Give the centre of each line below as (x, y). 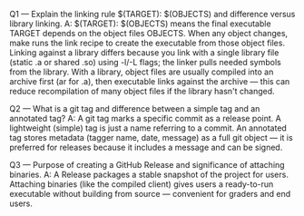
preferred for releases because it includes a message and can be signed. (146, 147)
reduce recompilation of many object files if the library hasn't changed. (142, 91)
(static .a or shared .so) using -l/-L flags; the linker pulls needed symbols (145, 62)
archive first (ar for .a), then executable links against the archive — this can (150, 81)
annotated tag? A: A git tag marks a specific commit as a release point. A (145, 118)
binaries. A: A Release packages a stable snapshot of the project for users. (149, 174)
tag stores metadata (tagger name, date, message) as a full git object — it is (151, 137)
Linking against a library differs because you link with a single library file (144, 53)
